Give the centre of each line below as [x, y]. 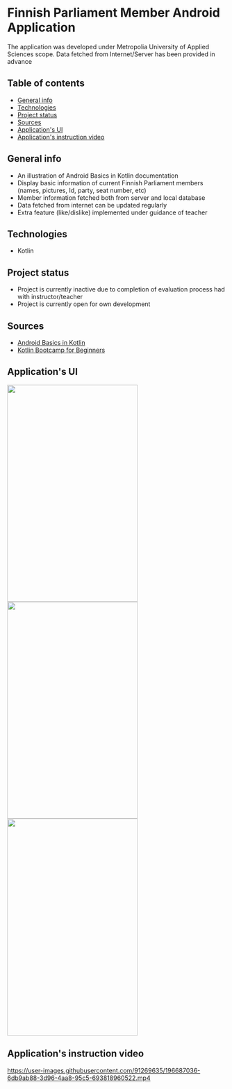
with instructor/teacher [50, 297]
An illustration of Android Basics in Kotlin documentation [98, 176]
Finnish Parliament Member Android [114, 13]
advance [20, 61]
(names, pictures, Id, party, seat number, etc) [82, 190]
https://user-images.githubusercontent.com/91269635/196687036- [104, 1070]
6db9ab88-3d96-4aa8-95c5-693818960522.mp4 [79, 1078]
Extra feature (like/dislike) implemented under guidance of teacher [112, 212]
